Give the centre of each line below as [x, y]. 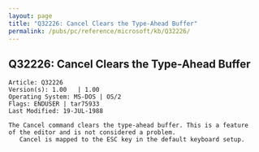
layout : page [30, 16]
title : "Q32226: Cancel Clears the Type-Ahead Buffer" [103, 24]
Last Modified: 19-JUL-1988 [56, 111]
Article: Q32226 [36, 83]
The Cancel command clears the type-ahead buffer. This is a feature [129, 126]
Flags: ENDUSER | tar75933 [54, 104]
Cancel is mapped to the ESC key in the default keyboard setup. [132, 140]
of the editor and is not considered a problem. [92, 132]
